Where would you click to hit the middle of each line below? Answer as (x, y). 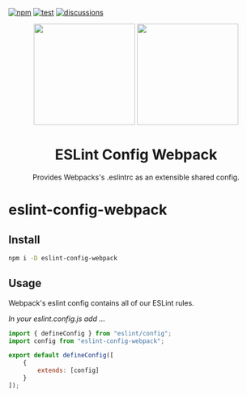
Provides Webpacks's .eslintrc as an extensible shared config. (136, 177)
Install (24, 240)
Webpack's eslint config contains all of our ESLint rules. (101, 302)
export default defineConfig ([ (61, 356)
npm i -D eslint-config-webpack (63, 258)
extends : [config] (68, 371)
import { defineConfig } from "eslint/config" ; (90, 333)
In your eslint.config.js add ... (57, 319)
